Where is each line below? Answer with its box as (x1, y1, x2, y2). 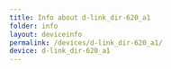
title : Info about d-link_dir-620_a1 (9, 13, 151, 22)
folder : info (9, 22, 58, 30)
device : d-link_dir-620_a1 (9, 47, 111, 56)
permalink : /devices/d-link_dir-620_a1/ (9, 38, 164, 47)
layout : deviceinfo (9, 30, 83, 39)
